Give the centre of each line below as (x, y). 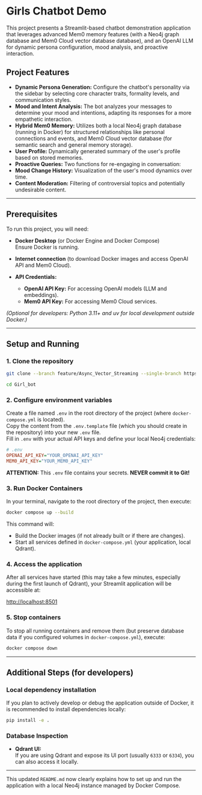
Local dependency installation (51, 689)
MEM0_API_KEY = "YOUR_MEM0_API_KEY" (50, 461)
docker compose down (32, 648)
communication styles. (43, 100)
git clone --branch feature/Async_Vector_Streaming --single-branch (94, 374)
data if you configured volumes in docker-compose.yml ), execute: (86, 637)
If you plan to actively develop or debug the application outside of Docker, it (100, 703)
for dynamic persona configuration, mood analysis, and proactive (87, 47)
